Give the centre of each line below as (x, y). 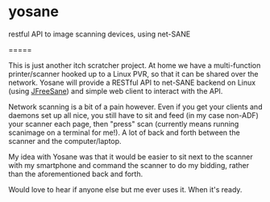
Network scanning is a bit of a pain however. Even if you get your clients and (135, 107)
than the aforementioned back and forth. (76, 174)
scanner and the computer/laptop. (65, 141)
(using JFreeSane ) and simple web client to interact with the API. (116, 90)
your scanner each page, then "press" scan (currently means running (124, 124)
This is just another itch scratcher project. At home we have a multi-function (135, 65)
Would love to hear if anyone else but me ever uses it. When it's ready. (125, 189)
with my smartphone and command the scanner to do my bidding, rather (129, 165)
